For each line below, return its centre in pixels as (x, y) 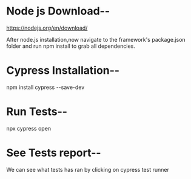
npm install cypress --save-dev (45, 87)
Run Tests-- (37, 112)
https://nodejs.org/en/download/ (47, 28)
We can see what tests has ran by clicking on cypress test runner (88, 169)
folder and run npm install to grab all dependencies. (71, 46)
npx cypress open (29, 128)
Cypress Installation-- (63, 70)
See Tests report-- (54, 153)
